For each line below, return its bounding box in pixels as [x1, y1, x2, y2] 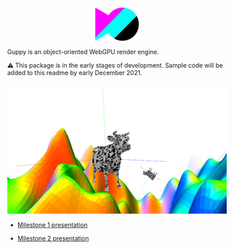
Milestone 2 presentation [17, 234, 89, 242]
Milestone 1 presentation [17, 220, 88, 229]
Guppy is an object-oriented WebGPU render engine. [7, 47, 159, 56]
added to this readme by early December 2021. [7, 68, 143, 77]
